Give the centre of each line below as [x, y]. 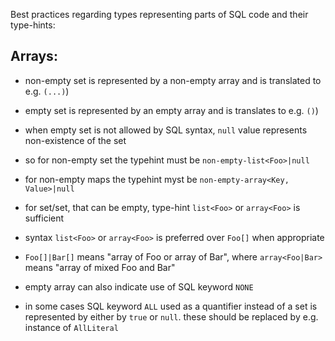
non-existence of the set [75, 140]
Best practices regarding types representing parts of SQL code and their [159, 14]
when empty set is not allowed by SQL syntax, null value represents [166, 130]
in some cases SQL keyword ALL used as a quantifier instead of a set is [171, 306]
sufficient [44, 218]
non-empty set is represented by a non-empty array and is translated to [173, 80]
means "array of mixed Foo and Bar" [100, 267]
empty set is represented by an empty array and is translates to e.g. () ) [171, 110]
